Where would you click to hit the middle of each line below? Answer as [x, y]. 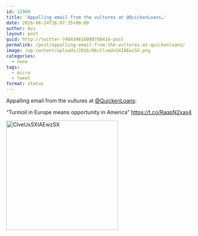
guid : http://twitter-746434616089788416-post [65, 39]
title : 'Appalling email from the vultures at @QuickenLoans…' [86, 17]
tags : [13, 67]
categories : [21, 56]
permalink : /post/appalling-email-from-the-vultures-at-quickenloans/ [96, 45]
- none [20, 61]
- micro [21, 73]
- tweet [21, 78]
